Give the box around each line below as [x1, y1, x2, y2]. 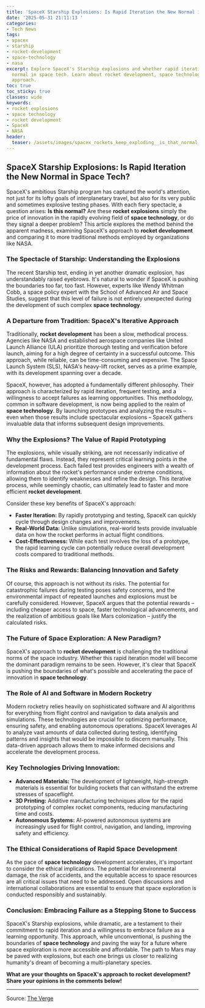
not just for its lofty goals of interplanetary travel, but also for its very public [6, 194, 196, 201]
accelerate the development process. [6, 749, 100, 756]
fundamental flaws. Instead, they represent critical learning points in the [6, 455, 187, 463]
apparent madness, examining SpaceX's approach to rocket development [6, 227, 193, 234]
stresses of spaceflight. [15, 790, 75, 797]
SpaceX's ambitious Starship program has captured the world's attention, [6, 187, 191, 195]
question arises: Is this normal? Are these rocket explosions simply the [6, 207, 187, 214]
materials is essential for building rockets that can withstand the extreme [15, 784, 198, 791]
